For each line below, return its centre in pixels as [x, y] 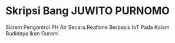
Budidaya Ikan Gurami [32, 33]
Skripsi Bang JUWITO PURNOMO [88, 11]
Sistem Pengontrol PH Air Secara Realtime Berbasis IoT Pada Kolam [87, 27]
